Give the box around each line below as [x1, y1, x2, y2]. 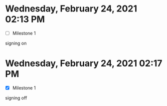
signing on [5, 40, 27, 46]
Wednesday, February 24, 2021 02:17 [5, 58, 163, 69]
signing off [5, 95, 27, 100]
